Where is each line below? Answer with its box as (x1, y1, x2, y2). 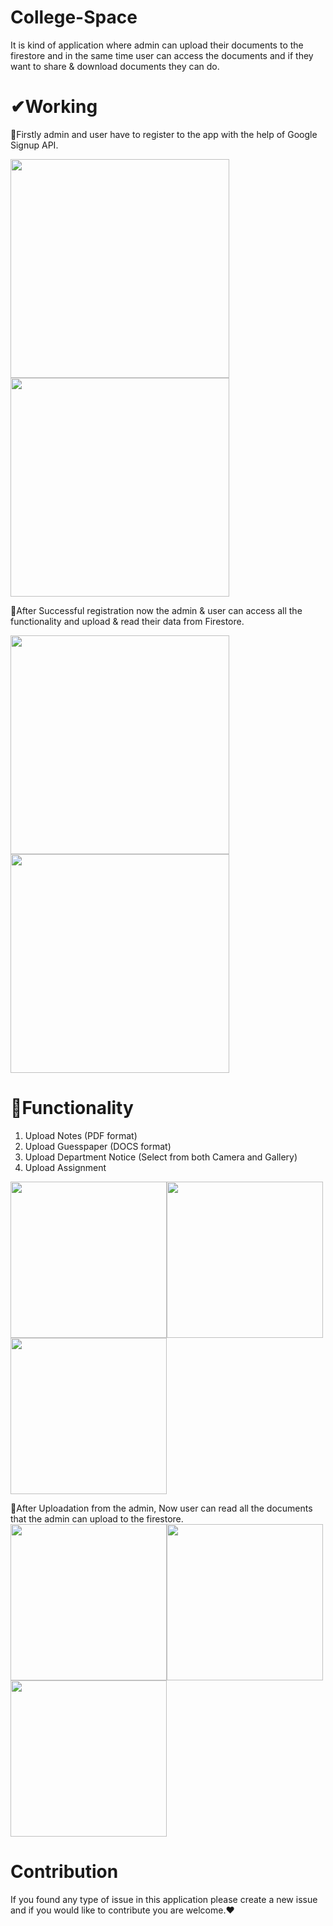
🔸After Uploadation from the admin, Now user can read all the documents (10, 1502, 313, 1514)
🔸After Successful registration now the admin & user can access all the (10, 604, 303, 616)
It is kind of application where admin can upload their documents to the (10, 39, 304, 51)
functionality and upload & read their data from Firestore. (10, 615, 245, 627)
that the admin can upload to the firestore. (10, 1512, 184, 1525)
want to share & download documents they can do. (10, 60, 220, 72)
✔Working (10, 96, 98, 118)
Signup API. (10, 139, 59, 151)
